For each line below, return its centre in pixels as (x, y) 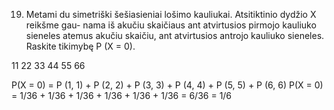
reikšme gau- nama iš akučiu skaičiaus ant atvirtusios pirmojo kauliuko (171, 25)
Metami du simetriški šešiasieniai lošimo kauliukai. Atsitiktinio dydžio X (171, 14)
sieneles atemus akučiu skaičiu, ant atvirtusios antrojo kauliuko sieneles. (175, 35)
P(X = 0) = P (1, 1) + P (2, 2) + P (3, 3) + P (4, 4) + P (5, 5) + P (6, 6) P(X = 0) (167, 85)
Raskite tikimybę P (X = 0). (80, 46)
